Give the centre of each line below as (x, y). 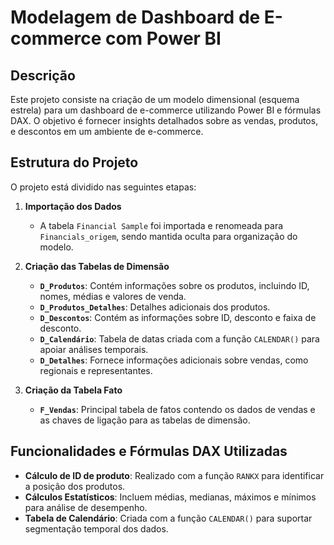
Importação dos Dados (73, 206)
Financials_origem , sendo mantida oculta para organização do (168, 236)
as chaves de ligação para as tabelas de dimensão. (145, 420)
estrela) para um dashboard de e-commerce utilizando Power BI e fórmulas (166, 110)
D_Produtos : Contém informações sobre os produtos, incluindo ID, (174, 285)
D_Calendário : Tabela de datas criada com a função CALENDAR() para (179, 338)
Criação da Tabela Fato (73, 390)
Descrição (43, 75)
